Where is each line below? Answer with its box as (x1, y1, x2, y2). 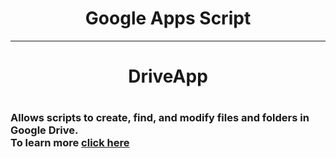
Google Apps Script (84, 7, 252, 30)
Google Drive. (10, 123, 79, 137)
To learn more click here (10, 136, 130, 150)
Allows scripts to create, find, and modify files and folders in (10, 111, 310, 125)
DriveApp (128, 65, 208, 88)
